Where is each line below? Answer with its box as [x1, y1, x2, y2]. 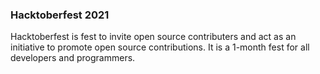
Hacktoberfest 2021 [10, 8, 110, 22]
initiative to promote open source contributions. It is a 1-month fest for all [10, 41, 310, 53]
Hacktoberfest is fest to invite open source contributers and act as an [10, 31, 297, 43]
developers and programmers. [10, 52, 136, 64]
